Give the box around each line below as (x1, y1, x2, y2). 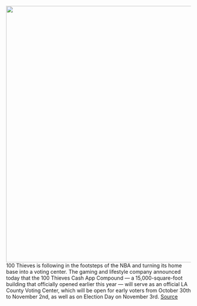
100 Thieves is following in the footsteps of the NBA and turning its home (6, 262, 182, 269)
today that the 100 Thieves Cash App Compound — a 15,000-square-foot (6, 274, 183, 281)
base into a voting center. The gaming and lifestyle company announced (6, 268, 181, 275)
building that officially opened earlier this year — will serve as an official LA (6, 281, 188, 287)
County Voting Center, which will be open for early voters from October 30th (6, 287, 191, 294)
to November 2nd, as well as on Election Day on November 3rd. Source (6, 293, 178, 300)
